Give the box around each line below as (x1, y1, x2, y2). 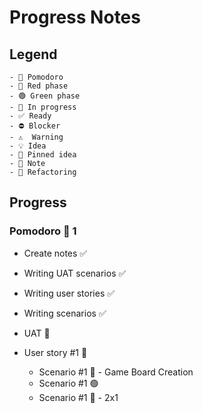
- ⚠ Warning (9, 132, 64, 142)
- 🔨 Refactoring (9, 167, 77, 177)
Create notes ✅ (23, 247, 88, 259)
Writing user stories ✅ (23, 287, 116, 299)
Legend (9, 46, 58, 63)
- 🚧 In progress (9, 102, 77, 112)
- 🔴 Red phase (9, 81, 69, 91)
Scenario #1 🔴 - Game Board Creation (38, 366, 194, 378)
